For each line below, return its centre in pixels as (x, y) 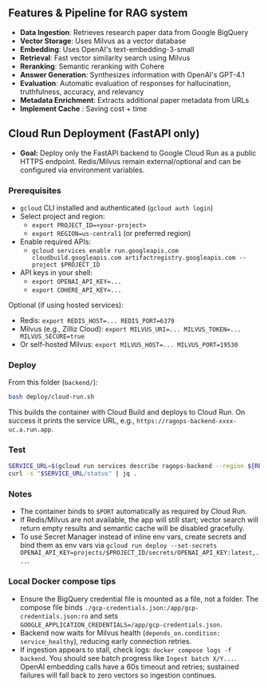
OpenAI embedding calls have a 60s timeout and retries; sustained (129, 666)
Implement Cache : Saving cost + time (83, 108)
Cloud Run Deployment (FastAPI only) (104, 134)
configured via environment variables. (82, 170)
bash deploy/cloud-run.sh (51, 397)
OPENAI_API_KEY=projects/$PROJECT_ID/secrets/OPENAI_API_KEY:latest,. (140, 553)
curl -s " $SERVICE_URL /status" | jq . (73, 474)
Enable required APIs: (55, 242)
